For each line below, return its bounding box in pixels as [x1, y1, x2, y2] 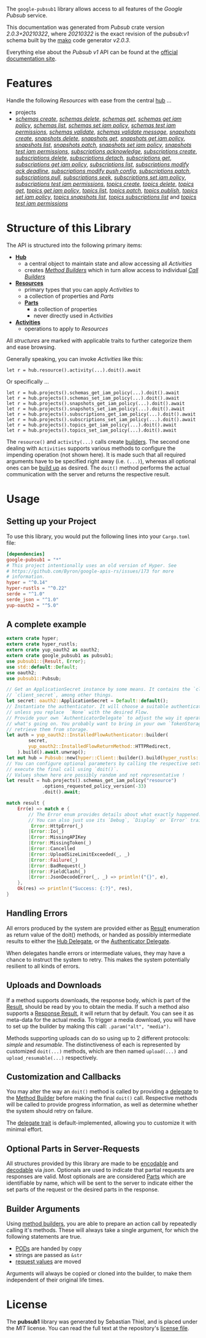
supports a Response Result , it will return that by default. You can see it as [6, 1009, 194, 1017]
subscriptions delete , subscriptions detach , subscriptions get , [15, 154, 172, 161]
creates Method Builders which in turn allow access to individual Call [24, 266, 199, 273]
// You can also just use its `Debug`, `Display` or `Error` [28, 817, 188, 823]
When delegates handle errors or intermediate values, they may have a [6, 949, 186, 957]
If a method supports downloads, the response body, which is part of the [6, 996, 191, 1004]
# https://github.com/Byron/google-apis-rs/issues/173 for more [6, 568, 174, 574]
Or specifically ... [6, 378, 49, 385]
